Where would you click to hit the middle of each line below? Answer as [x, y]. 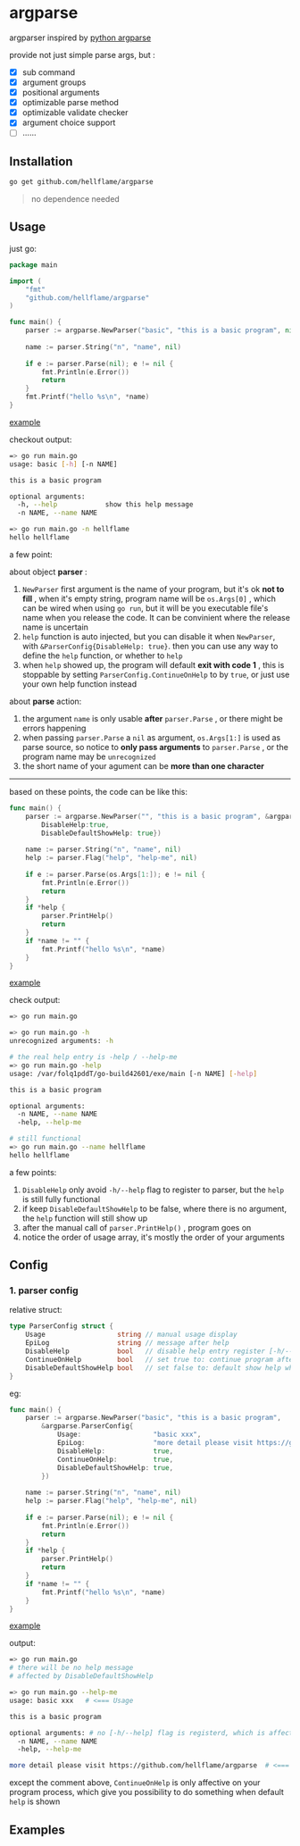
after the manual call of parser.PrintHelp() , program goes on [137, 1227]
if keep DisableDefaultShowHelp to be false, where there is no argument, [154, 1208]
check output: [35, 1000]
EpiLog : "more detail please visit [155, 1443]
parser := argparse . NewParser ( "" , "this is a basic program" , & [147, 816]
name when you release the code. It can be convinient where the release [156, 617]
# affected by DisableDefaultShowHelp [81, 1676]
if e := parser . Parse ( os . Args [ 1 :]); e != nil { [115, 874]
